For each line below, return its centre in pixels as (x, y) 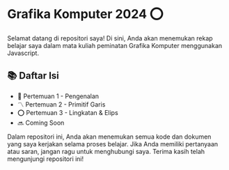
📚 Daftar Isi (33, 76)
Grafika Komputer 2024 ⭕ (85, 14)
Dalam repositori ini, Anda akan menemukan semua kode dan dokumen (109, 137)
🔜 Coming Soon (41, 123)
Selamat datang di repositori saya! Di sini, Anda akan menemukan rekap (110, 38)
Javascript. (23, 53)
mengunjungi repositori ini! (46, 159)
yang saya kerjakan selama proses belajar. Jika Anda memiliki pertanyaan (113, 144)
